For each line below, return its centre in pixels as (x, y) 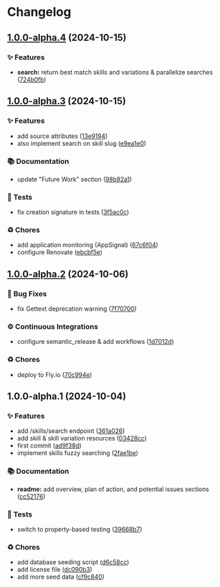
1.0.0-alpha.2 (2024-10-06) (68, 274)
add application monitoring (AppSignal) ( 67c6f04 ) (88, 245)
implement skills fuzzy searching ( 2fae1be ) (78, 453)
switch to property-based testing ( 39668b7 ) (79, 530)
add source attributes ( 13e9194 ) (62, 136)
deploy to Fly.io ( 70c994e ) (55, 374)
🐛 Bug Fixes (27, 293)
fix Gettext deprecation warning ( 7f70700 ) (77, 309)
